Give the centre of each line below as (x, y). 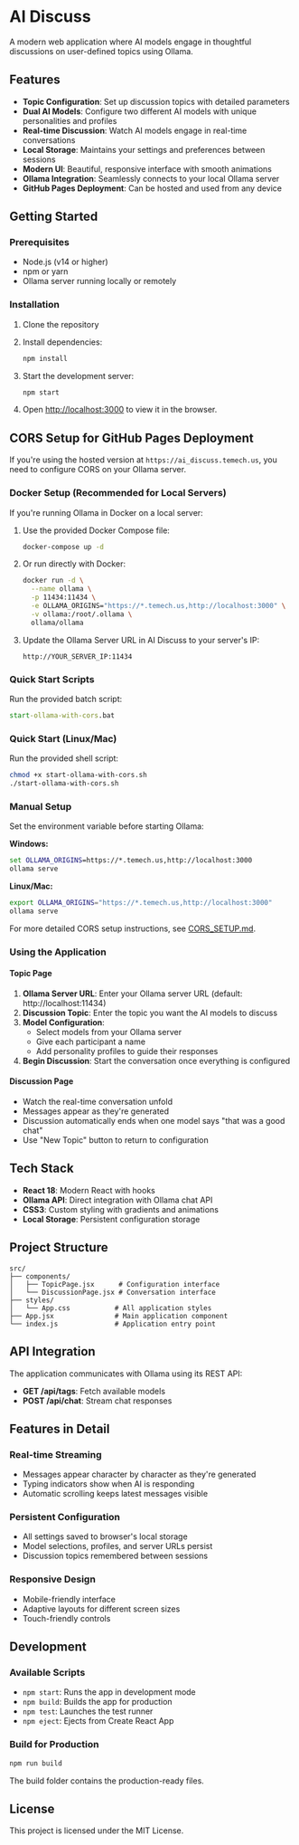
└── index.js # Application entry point (113, 1324)
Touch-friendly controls (66, 1618)
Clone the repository (61, 324)
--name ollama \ (61, 589)
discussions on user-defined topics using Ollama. (102, 51)
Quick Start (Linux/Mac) (63, 738)
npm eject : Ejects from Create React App (98, 1721)
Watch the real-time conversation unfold (98, 1102)
